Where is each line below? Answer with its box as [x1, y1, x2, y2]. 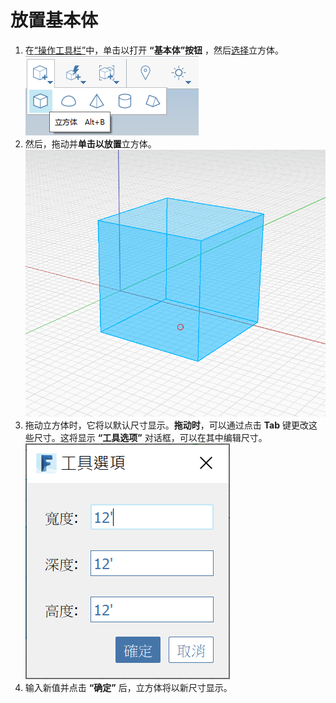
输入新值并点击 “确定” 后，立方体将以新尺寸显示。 [24, 682, 233, 694]
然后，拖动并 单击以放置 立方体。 [24, 137, 157, 150]
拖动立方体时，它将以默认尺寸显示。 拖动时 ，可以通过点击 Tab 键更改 [24, 419, 309, 431]
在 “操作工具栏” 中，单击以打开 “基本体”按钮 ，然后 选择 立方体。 [24, 44, 285, 56]
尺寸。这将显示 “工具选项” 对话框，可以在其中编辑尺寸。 [33, 432, 268, 444]
